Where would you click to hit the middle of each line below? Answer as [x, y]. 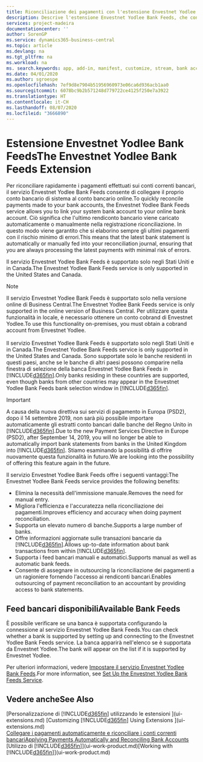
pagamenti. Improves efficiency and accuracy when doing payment [98, 512]
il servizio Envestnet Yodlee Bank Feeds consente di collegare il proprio [95, 192]
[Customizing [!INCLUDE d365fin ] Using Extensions [110, 720]
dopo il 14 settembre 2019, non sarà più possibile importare [80, 418]
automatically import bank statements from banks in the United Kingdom [97, 444]
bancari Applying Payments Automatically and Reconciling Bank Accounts [98, 739]
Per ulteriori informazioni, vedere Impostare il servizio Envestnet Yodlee [95, 668]
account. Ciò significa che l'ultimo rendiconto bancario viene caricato [93, 218]
